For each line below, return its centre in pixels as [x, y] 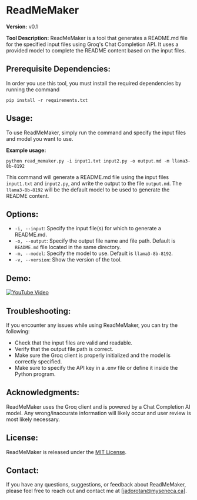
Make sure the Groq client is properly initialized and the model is [92, 355]
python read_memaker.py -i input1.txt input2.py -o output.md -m [88, 161]
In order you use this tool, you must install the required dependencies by [94, 83]
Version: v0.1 [22, 27]
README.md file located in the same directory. [68, 247]
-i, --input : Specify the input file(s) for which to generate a [88, 229]
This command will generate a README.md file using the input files [88, 177]
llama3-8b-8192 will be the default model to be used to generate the [88, 190]
